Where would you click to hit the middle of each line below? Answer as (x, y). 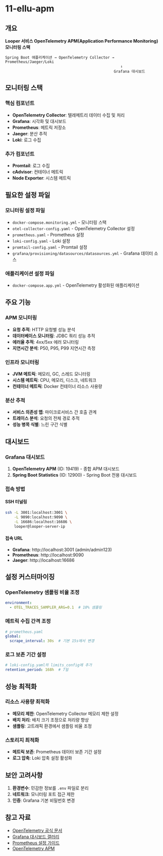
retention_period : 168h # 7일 (37, 670)
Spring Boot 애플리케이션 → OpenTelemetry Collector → (60, 58)
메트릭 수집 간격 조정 (28, 621)
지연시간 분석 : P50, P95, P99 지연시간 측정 (54, 348)
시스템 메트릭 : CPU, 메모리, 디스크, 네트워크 (54, 380)
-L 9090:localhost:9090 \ (41, 517)
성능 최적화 (21, 687)
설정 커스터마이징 (30, 577)
